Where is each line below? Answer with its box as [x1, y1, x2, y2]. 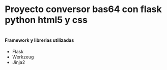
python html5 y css [5, 14, 88, 26]
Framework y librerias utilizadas [5, 37, 74, 43]
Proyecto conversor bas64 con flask [5, 4, 162, 15]
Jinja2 [12, 59, 25, 65]
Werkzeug [12, 54, 34, 60]
